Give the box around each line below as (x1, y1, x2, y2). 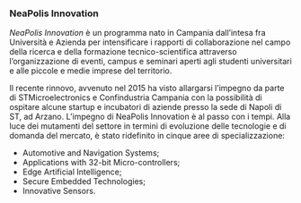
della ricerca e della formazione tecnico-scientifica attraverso (9, 47, 237, 57)
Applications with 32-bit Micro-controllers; (22, 157, 181, 168)
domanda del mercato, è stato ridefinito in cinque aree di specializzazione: (9, 131, 286, 141)
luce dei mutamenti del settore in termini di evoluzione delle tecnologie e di (9, 121, 287, 131)
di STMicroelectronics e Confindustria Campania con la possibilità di (9, 92, 262, 103)
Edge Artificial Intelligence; (22, 166, 122, 177)
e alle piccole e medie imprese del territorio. (9, 65, 173, 76)
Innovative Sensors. (22, 186, 96, 197)
